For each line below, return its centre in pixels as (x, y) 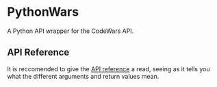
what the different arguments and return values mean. (83, 76)
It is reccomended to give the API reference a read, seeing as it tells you (108, 69)
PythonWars (43, 12)
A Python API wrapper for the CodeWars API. (71, 31)
